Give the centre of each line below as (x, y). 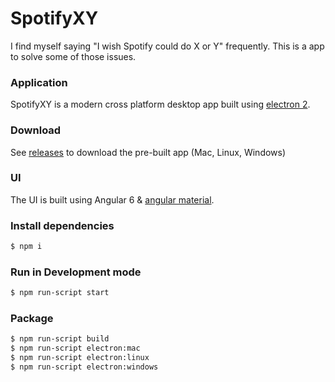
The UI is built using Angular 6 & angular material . (112, 199)
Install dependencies (62, 225)
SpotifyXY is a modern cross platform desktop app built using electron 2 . (160, 104)
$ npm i (26, 247)
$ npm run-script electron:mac (75, 348)
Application (39, 82)
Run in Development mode (76, 272)
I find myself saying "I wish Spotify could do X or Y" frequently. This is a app (167, 46)
